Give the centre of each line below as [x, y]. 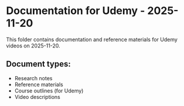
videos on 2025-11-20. [33, 46]
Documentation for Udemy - [76, 11]
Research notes [33, 78]
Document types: [39, 64]
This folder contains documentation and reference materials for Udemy [92, 39]
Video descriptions [37, 97]
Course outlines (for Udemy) [49, 90]
